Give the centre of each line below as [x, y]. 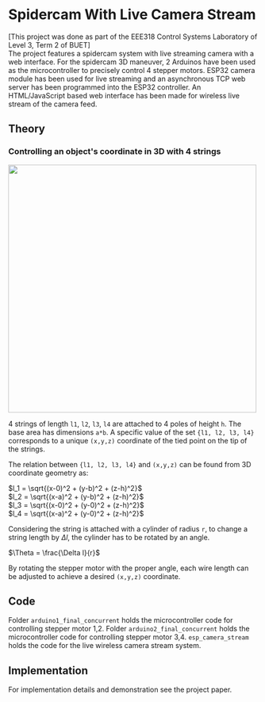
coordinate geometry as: [48, 473]
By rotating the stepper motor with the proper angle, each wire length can [129, 568]
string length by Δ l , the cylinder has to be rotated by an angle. [109, 537]
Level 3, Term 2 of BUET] [50, 44]
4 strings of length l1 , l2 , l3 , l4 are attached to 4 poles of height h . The [125, 424]
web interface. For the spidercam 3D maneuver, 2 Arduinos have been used [132, 62]
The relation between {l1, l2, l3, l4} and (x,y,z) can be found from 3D [130, 464]
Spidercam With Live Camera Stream [132, 15]
